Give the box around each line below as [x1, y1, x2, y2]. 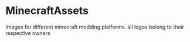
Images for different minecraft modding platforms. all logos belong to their [5, 23, 185, 30]
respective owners [5, 29, 50, 36]
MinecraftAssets [5, 4, 89, 17]
